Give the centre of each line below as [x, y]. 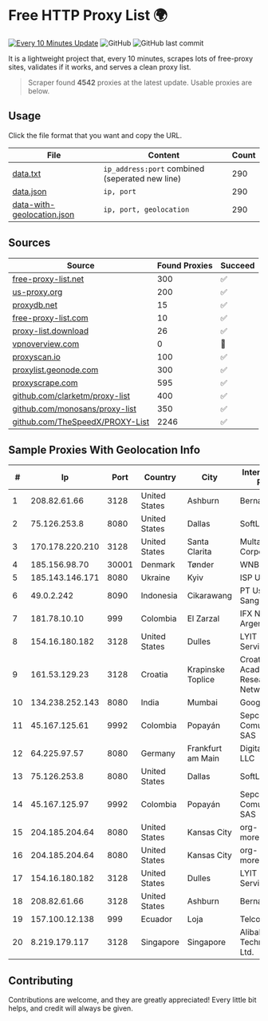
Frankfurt [204, 749]
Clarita [199, 552]
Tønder [201, 565]
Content [164, 155]
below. [39, 91]
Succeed [238, 265]
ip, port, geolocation [146, 209]
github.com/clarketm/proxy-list [71, 395]
